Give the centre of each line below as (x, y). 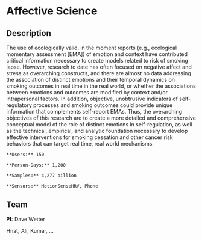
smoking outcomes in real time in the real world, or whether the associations (101, 86)
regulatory (19, 105)
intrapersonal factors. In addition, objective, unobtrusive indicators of (92, 99)
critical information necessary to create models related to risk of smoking (97, 60)
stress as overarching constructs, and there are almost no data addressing (99, 73)
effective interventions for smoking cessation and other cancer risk (90, 137)
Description (29, 33)
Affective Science (52, 11)
